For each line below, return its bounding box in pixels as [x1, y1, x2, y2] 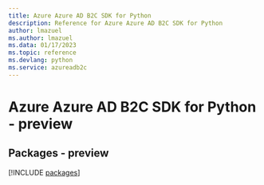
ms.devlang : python [8, 57, 73, 65]
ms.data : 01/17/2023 [8, 41, 77, 49]
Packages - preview [8, 147, 109, 160]
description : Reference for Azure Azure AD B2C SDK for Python [8, 19, 223, 27]
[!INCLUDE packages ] [8, 167, 81, 177]
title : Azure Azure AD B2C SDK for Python [8, 11, 152, 20]
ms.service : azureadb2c [8, 64, 88, 72]
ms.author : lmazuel [8, 33, 73, 42]
